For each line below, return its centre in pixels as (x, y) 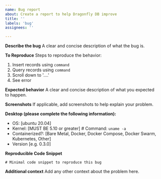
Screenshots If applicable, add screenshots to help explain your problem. (79, 104)
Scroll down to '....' (31, 75)
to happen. (16, 95)
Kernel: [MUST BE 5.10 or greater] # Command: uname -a (69, 129)
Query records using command (41, 70)
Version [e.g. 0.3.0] (32, 144)
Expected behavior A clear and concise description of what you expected (80, 90)
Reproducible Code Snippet (34, 154)
